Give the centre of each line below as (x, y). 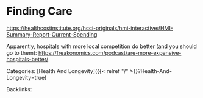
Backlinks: (19, 89)
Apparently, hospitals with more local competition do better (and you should (101, 46)
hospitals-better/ (27, 59)
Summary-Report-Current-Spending (52, 34)
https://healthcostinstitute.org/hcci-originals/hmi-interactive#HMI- (90, 28)
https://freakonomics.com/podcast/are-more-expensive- (110, 52)
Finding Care (39, 11)
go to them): (22, 52)
